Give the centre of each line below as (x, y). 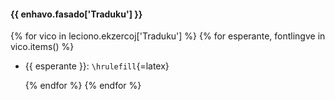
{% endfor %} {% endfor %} (83, 86)
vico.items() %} (42, 47)
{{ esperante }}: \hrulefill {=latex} (97, 66)
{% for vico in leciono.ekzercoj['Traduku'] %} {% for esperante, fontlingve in (168, 36)
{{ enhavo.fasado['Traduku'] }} (76, 14)
